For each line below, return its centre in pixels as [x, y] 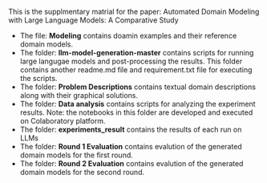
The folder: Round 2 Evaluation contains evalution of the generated [131, 163]
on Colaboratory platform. [63, 121]
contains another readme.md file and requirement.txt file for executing [136, 70]
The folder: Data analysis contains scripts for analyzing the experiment [138, 104]
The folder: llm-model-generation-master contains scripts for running [137, 53]
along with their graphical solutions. [79, 95]
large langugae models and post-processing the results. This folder [131, 61]
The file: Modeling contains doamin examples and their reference [128, 36]
